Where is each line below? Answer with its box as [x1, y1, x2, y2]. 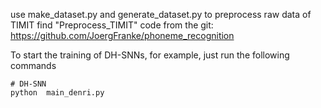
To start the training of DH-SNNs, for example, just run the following [10, 49, 290, 61]
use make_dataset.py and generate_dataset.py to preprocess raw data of [10, 9, 312, 20]
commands [10, 60, 57, 71]
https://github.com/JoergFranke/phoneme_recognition [10, 30, 235, 41]
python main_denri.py [10, 88, 105, 98]
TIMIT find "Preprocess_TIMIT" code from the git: [10, 19, 214, 31]
